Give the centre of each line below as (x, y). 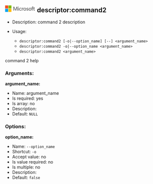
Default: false (26, 178)
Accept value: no (29, 157)
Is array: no (23, 104)
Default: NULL (25, 114)
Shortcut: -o (24, 152)
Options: (16, 127)
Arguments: (19, 73)
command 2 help (22, 60)
